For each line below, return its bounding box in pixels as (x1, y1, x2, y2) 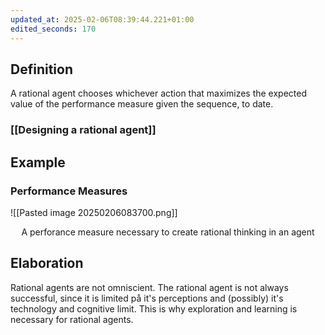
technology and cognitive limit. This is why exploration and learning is (10, 302, 298, 315)
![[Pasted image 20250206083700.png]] (10, 206, 178, 218)
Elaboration (10, 255, 84, 272)
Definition (10, 61, 73, 78)
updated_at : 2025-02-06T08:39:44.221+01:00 (10, 14, 195, 25)
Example (10, 154, 66, 171)
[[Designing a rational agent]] (10, 123, 157, 137)
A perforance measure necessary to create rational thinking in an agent (21, 226, 315, 238)
